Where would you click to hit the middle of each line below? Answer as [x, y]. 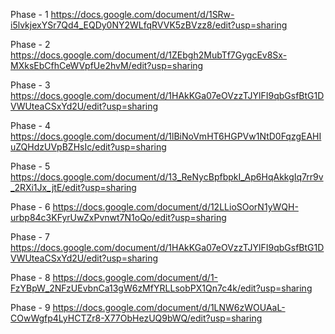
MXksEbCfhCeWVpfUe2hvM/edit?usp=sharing [107, 65]
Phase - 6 [30, 207]
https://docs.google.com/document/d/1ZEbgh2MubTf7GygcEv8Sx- [149, 55]
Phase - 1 [29, 14]
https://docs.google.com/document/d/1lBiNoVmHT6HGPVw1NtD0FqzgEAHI [166, 136]
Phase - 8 [30, 277]
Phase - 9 [30, 307]
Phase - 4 [30, 125]
